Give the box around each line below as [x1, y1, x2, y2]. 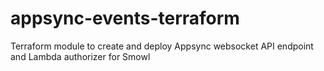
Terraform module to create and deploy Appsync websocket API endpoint [10, 40, 314, 52]
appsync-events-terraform [10, 7, 240, 30]
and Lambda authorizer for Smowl [10, 50, 151, 62]
